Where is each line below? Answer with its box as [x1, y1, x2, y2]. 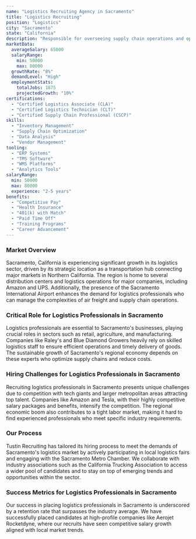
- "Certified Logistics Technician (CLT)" [11, 107, 116, 112]
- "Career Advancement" [11, 226, 69, 232]
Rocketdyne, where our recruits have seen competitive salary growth [6, 520, 172, 527]
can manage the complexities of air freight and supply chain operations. [6, 296, 179, 303]
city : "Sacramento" [6, 25, 54, 31]
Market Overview [6, 245, 57, 254]
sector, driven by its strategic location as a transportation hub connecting [6, 265, 183, 272]
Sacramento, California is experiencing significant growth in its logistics [6, 259, 178, 266]
